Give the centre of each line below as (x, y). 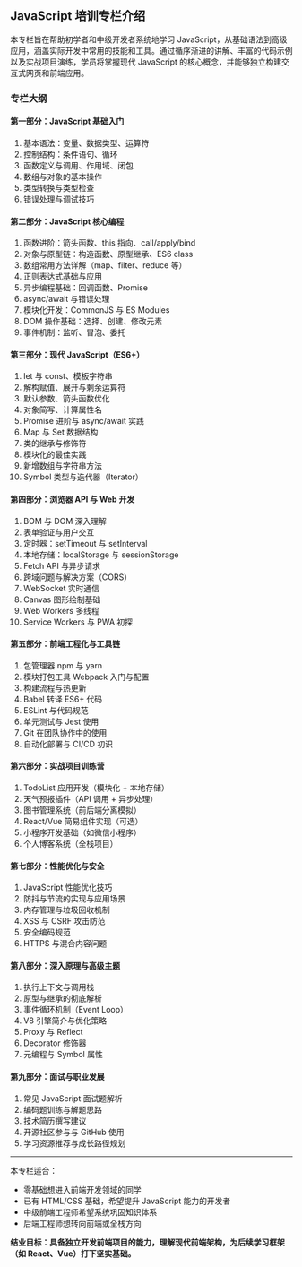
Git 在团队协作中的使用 (65, 732)
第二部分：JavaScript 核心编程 (67, 221)
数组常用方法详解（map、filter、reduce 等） (105, 265)
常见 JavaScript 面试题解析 (73, 1098)
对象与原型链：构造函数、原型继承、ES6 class (108, 254)
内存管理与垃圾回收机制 (66, 910)
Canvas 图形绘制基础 (62, 599)
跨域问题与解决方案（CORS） (78, 577)
